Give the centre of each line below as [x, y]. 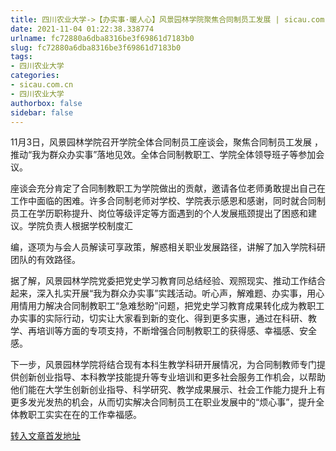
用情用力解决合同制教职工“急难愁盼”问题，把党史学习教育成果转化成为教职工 [167, 306]
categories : [35, 76]
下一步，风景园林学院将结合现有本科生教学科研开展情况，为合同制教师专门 [163, 365]
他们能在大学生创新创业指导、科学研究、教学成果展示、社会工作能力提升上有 [168, 390]
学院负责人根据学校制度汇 [80, 226]
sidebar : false [42, 112]
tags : [21, 57]
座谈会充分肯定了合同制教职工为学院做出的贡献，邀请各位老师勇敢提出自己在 [168, 188]
